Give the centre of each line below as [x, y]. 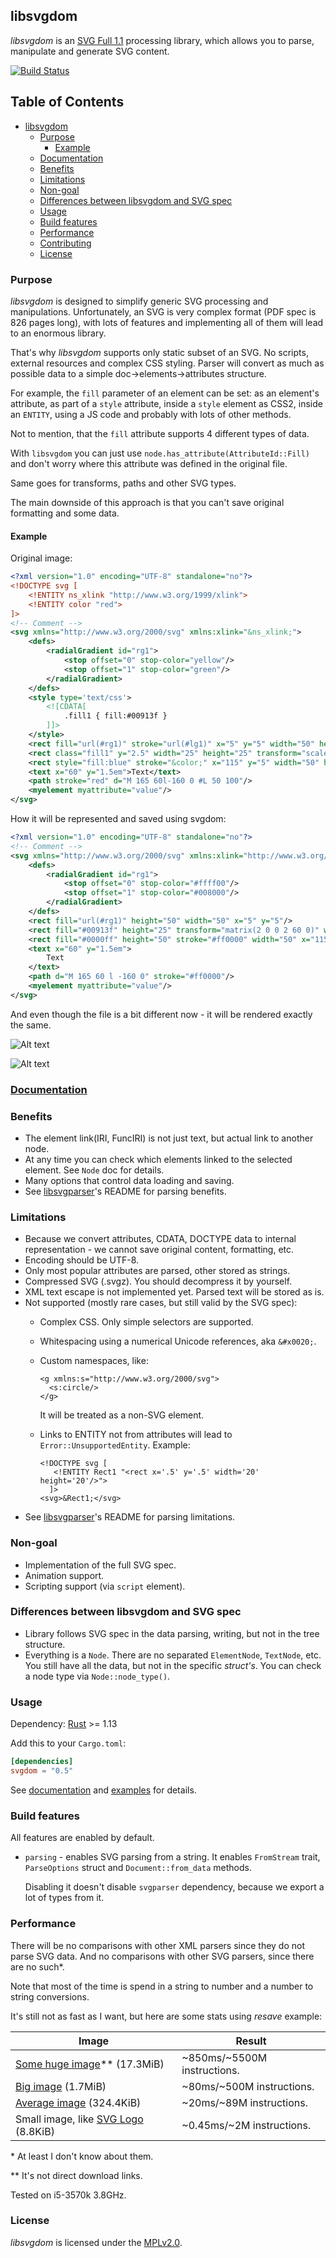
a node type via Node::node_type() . [97, 1676]
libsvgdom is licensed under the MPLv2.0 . [96, 2242]
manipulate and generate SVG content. [90, 51]
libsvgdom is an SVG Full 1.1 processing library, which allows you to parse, [162, 40]
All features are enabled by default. [82, 1838]
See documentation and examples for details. [103, 1790]
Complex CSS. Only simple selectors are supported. [146, 1322]
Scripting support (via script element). [105, 1586]
